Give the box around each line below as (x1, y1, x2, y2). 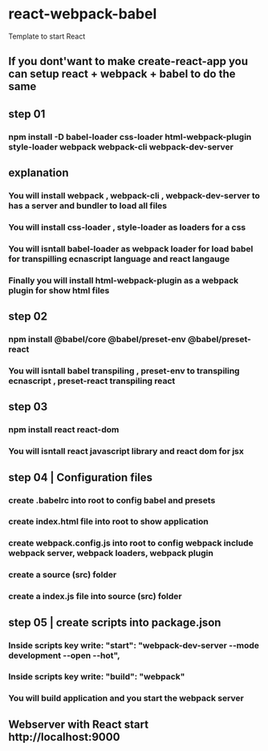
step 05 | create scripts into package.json (8, 615, 221, 629)
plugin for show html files (8, 284, 110, 296)
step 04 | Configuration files (8, 471, 153, 484)
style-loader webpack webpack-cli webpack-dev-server (8, 141, 234, 153)
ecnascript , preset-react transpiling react (8, 375, 176, 386)
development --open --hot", (8, 650, 120, 661)
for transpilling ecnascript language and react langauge (8, 253, 230, 264)
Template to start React (8, 31, 86, 41)
